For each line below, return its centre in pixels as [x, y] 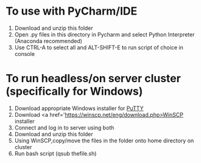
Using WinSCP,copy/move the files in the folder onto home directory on [104, 140]
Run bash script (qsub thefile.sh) [55, 153]
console [24, 54]
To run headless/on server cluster [93, 79]
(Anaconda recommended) [48, 41]
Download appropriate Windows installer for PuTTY [79, 108]
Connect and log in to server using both [64, 127]
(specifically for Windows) [74, 92]
